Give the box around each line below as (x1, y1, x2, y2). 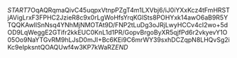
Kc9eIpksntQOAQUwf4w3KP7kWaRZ (7, 43, 116, 51)
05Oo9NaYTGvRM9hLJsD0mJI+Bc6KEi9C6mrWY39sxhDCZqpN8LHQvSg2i (7, 36, 231, 44)
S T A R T (7, 6, 28, 14)
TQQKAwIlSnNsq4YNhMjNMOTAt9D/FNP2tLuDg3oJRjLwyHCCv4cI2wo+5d (7, 21, 228, 29)
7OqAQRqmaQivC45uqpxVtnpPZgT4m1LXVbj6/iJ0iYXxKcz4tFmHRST (27, 6, 231, 14)
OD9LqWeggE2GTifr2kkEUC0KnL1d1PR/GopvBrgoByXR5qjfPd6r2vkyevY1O (7, 28, 228, 36)
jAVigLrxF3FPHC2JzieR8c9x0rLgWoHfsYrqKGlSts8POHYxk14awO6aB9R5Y (7, 13, 228, 22)
